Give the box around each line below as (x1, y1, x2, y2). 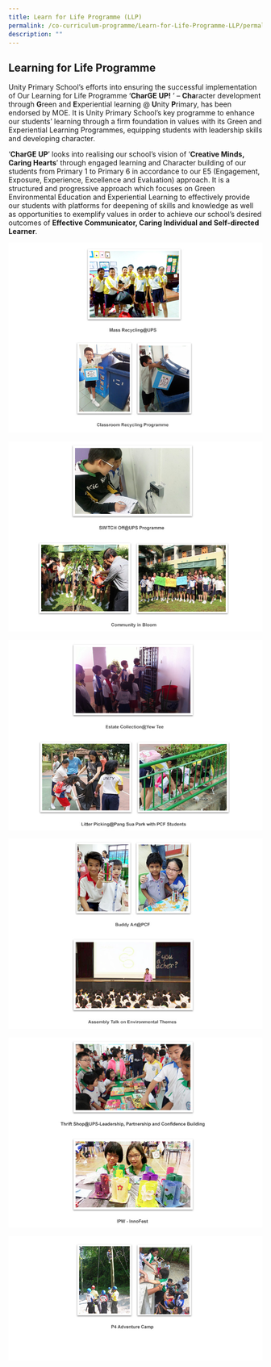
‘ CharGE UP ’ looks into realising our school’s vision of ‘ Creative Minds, (8, 149, 244, 159)
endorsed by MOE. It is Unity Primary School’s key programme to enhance (8, 108, 256, 118)
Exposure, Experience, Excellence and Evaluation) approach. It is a (8, 175, 230, 185)
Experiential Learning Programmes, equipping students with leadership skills (8, 125, 263, 135)
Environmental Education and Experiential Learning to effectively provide (8, 192, 250, 202)
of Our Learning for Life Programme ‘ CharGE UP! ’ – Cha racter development (8, 91, 261, 101)
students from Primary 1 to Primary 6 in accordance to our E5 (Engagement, (8, 166, 261, 177)
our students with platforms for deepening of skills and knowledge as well (8, 201, 254, 211)
